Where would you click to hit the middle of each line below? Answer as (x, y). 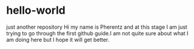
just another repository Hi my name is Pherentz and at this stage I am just (97, 27)
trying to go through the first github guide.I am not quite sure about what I (97, 33)
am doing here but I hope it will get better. (58, 39)
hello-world (36, 10)
